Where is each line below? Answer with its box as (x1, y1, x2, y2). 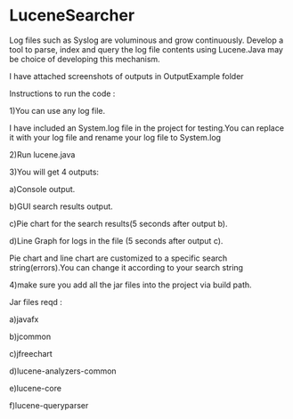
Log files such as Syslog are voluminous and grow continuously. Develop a (9, 35, 284, 45)
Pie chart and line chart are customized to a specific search (9, 253, 228, 263)
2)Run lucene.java (9, 149, 76, 160)
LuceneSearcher (9, 5, 135, 26)
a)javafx (9, 313, 39, 325)
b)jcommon (9, 331, 52, 342)
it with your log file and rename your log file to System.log (9, 132, 221, 142)
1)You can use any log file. (9, 105, 106, 116)
